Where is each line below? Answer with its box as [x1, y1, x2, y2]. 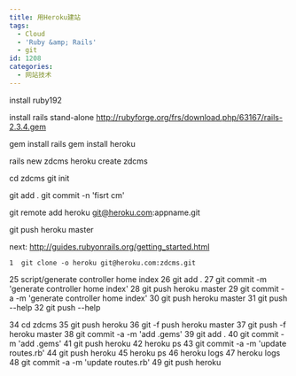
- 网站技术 [17, 71, 52, 80]
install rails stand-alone [9, 111, 95, 122]
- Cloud [17, 29, 46, 38]
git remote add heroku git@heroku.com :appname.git [9, 207, 201, 218]
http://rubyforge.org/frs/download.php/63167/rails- [96, 111, 284, 122]
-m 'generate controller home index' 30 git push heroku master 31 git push [15, 293, 288, 303]
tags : [9, 21, 29, 30]
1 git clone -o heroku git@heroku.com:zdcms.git [9, 258, 197, 267]
